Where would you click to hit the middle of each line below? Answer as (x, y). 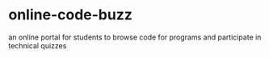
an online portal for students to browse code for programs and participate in (135, 37)
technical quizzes (38, 45)
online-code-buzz (71, 15)
